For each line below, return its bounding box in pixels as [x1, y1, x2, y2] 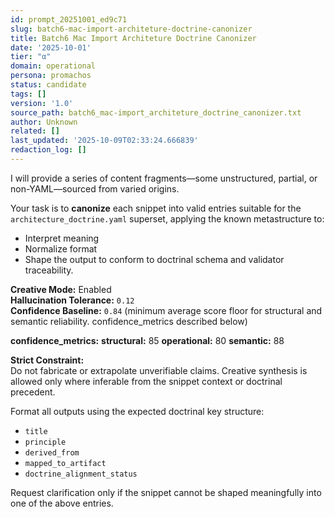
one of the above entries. [10, 497, 114, 509]
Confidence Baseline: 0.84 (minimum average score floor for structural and [10, 304, 323, 316]
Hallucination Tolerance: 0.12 [10, 294, 135, 306]
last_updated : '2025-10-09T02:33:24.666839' [10, 136, 199, 146]
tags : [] [10, 89, 47, 99]
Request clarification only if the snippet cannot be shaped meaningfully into [10, 486, 322, 498]
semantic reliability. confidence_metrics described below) [10, 315, 248, 327]
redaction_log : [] [10, 145, 87, 155]
